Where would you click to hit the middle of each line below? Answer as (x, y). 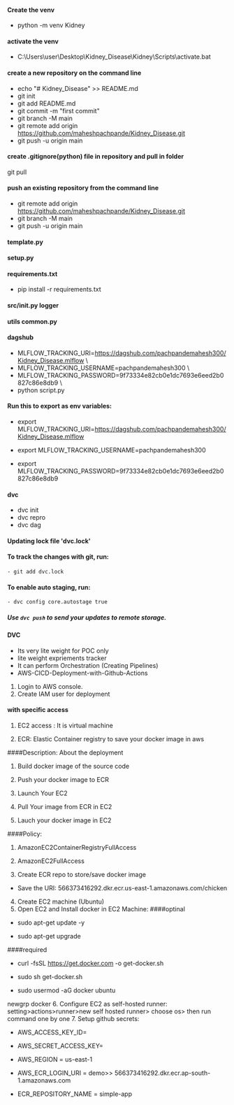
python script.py (41, 390)
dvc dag (29, 525)
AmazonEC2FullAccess (51, 861)
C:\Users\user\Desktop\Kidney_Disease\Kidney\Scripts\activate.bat (114, 57)
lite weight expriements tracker (62, 658)
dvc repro (31, 518)
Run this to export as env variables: (60, 406)
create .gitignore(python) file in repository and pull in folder (95, 157)
